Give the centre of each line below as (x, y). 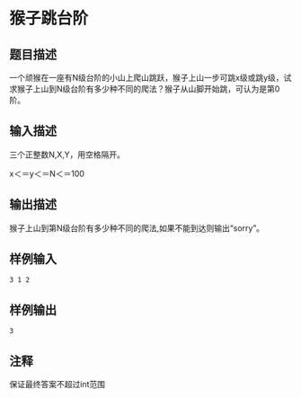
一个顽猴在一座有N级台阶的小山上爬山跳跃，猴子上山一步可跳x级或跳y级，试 (150, 78)
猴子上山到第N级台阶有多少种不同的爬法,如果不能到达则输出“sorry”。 (137, 228)
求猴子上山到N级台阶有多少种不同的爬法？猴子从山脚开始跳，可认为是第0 (145, 89)
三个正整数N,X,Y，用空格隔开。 (67, 155)
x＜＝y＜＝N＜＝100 (47, 173)
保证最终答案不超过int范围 (58, 385)
